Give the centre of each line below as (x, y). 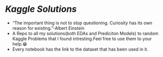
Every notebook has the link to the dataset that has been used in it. (80, 49)
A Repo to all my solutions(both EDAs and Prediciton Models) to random (85, 33)
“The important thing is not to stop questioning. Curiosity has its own (82, 23)
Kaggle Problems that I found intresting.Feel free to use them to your (82, 39)
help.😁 (20, 44)
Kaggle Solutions (41, 9)
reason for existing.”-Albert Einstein (48, 28)
